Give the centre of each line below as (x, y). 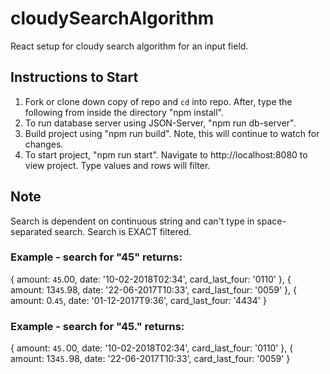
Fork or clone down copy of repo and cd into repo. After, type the (158, 101)
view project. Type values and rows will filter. (117, 165)
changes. (44, 144)
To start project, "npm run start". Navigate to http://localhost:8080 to (166, 154)
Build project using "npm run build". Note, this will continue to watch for (172, 133)
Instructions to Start (74, 77)
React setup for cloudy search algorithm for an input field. (129, 46)
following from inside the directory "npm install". (124, 112)
